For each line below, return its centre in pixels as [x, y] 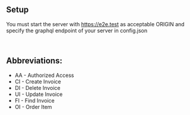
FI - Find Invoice [34, 100]
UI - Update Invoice [39, 94]
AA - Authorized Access [44, 75]
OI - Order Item [33, 107]
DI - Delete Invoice [37, 88]
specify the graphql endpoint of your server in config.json [77, 30]
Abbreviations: [34, 61]
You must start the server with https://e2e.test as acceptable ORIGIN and [96, 24]
